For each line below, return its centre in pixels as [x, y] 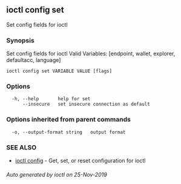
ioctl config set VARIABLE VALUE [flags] [59, 71]
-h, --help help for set [51, 99]
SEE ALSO [21, 147]
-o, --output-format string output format [69, 132]
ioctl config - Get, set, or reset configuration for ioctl [80, 161]
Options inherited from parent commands [69, 120]
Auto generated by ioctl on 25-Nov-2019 [57, 174]
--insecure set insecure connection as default [86, 104]
